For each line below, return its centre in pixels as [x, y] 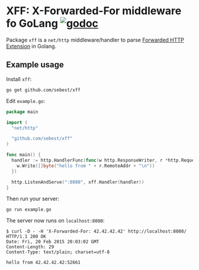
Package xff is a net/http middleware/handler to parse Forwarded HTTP [95, 40]
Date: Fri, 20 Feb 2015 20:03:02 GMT [53, 242]
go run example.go [29, 210]
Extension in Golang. [31, 46]
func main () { [24, 155]
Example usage [35, 65]
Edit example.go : [26, 101]
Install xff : [19, 79]
